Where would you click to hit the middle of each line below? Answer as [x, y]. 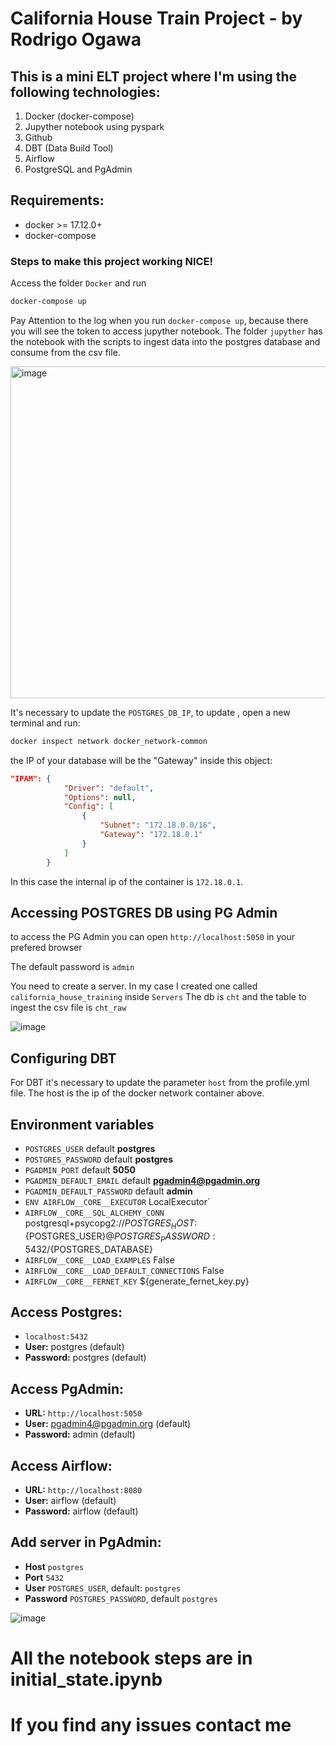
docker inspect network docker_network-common [109, 741]
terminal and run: [45, 723]
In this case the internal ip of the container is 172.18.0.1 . [127, 881]
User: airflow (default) [70, 1501]
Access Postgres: [66, 1312]
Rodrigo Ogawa [76, 39]
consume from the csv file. [65, 352]
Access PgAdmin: [67, 1388]
